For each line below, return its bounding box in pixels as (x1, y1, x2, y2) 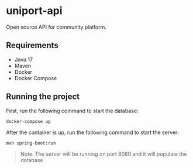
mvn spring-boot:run (6, 140, 57, 146)
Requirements (6, 40, 58, 50)
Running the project (6, 92, 80, 102)
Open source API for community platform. (6, 23, 107, 30)
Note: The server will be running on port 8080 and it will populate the (20, 150, 187, 157)
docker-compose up (6, 118, 51, 124)
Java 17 (14, 56, 33, 63)
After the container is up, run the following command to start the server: (6, 129, 180, 136)
